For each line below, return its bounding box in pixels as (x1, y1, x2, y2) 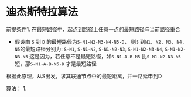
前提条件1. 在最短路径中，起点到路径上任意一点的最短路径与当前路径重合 (6, 26, 180, 33)
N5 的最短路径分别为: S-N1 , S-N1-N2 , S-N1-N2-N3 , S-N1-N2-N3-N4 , (14, 45, 164, 53)
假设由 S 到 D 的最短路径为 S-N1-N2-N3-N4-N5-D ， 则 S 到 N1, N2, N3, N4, (14, 38, 185, 45)
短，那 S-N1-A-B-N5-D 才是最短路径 (14, 60, 97, 67)
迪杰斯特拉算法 (6, 5, 79, 19)
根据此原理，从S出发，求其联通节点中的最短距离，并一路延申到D (6, 72, 162, 79)
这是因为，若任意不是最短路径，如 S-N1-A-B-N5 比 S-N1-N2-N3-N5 (29, 53, 182, 60)
